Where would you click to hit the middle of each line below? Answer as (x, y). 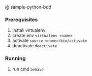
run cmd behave (28, 69)
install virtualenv (29, 30)
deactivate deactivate (35, 46)
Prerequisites (21, 19)
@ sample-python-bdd (28, 7)
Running (15, 58)
